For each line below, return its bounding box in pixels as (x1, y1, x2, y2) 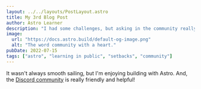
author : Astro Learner (6, 20, 63, 26)
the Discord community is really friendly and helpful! (6, 76, 136, 83)
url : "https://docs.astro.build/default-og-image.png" (11, 36, 151, 42)
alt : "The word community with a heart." (11, 42, 117, 48)
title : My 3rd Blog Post (6, 14, 68, 20)
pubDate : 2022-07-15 (6, 48, 58, 54)
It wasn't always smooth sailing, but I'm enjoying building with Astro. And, (6, 69, 188, 76)
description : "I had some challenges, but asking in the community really (6, 25, 197, 32)
